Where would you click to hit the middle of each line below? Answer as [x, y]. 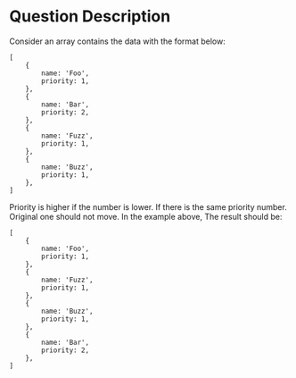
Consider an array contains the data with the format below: [117, 41]
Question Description [90, 17]
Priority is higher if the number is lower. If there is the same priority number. [148, 206]
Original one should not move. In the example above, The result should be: [146, 216]
